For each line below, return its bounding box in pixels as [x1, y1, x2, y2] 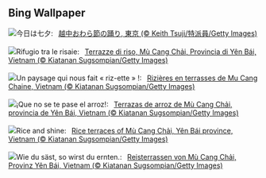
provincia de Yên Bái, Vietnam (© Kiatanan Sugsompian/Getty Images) [8, 107, 240, 118]
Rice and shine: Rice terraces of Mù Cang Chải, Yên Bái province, [16, 126, 233, 135]
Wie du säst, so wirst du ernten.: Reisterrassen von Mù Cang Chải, [16, 152, 237, 161]
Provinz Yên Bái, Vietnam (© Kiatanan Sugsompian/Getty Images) [8, 161, 224, 170]
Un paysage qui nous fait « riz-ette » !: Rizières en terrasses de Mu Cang [16, 73, 258, 83]
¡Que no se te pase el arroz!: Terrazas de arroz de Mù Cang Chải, [16, 99, 233, 109]
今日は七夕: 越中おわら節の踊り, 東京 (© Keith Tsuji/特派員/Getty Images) [16, 28, 258, 38]
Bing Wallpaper [8, 6, 86, 20]
